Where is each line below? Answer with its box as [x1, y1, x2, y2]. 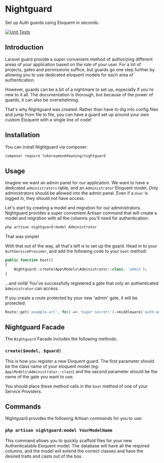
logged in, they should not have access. [5, 196, 85, 201]
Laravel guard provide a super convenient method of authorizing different [5, 56, 153, 62]
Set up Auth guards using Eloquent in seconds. [5, 20, 100, 25]
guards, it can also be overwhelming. [5, 97, 80, 103]
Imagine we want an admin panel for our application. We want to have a [5, 180, 149, 186]
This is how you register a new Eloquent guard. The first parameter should [5, 358, 155, 364]
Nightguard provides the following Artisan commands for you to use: [5, 416, 143, 421]
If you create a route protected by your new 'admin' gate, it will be [5, 295, 138, 301]
